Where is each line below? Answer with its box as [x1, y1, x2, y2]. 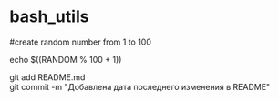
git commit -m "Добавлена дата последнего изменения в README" [9, 81, 271, 92]
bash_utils [9, 6, 89, 27]
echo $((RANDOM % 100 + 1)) [9, 54, 122, 65]
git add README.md [9, 71, 86, 83]
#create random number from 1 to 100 [9, 36, 152, 47]
